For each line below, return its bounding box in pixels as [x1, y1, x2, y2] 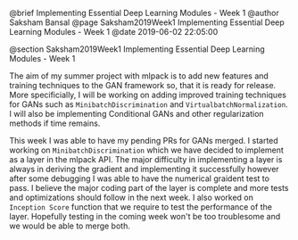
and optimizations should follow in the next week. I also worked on [9, 192, 254, 203]
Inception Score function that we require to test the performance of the [9, 202, 272, 212]
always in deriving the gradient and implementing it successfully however [9, 164, 279, 174]
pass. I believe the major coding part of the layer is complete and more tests [9, 183, 289, 193]
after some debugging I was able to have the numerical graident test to [9, 173, 270, 184]
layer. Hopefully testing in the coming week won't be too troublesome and [9, 211, 281, 221]
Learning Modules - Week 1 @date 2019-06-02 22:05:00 [9, 27, 219, 37]
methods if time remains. [9, 118, 101, 128]
